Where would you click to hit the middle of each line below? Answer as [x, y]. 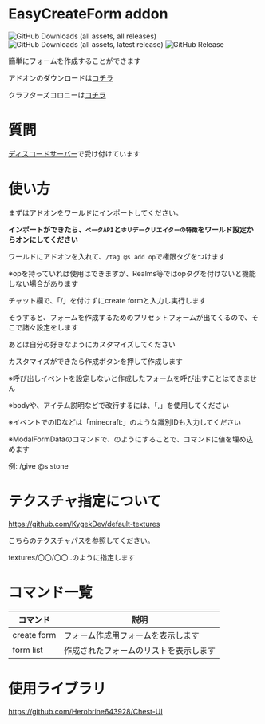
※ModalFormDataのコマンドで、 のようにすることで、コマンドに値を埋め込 [131, 439]
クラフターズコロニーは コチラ [57, 95]
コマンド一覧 [51, 592]
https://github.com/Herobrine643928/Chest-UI [86, 711]
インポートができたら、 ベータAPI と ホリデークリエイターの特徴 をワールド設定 [128, 229]
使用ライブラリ [57, 688]
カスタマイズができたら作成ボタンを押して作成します [96, 361]
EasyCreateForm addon [88, 14]
